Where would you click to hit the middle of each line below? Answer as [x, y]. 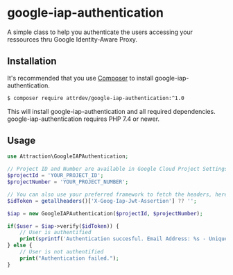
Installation [32, 61]
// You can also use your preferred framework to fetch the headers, [110, 194]
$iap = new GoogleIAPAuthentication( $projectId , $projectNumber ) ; [105, 213]
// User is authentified [55, 233]
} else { [20, 245]
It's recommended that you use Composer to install [80, 78]
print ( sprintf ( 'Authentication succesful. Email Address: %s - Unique [124, 239]
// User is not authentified [62, 252]
